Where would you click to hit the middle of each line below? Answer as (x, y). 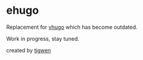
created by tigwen (29, 50)
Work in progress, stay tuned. (43, 38)
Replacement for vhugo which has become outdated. (72, 27)
